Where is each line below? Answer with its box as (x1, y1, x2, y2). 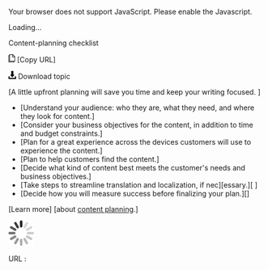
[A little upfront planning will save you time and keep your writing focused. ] (8, 87, 261, 96)
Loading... (8, 23, 42, 32)
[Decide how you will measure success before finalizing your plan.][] (19, 189, 249, 198)
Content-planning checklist (8, 38, 99, 48)
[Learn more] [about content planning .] (8, 205, 139, 213)
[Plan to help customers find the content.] (19, 154, 160, 164)
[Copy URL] (16, 55, 57, 64)
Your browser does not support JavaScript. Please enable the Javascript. (8, 7, 253, 16)
